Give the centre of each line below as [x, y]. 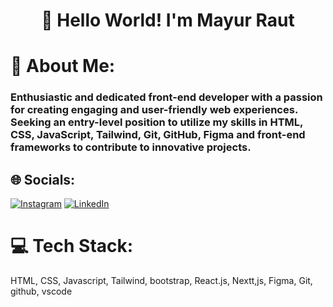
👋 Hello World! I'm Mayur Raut [168, 20]
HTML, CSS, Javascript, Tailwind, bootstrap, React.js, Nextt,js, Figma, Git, [161, 281]
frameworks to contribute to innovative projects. [131, 147]
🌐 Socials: [43, 179]
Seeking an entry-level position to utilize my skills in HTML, [156, 122]
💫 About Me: [63, 66]
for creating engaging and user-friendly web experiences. [154, 110]
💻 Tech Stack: [72, 246]
